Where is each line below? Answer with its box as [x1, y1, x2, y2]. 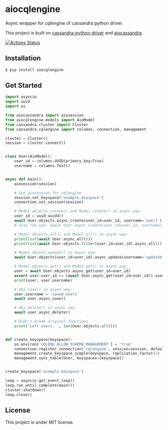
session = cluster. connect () [5, 140, 66, 146]
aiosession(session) [14, 181, 57, 186]
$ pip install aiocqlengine [5, 67, 64, 72]
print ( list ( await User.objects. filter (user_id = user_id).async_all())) [14, 241, 164, 246]
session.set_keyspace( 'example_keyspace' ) [14, 195, 104, 200]
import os [5, 104, 26, 109]
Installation [5, 54, 41, 63]
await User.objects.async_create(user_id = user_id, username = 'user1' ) [14, 218, 162, 224]
